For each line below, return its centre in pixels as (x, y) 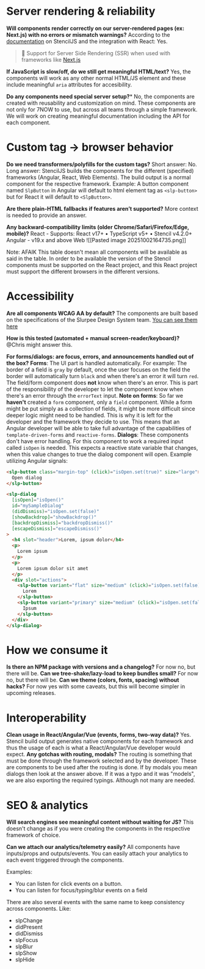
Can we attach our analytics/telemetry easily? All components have (93, 847)
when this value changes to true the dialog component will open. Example (99, 454)
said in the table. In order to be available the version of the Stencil (89, 258)
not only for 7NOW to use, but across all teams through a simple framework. (102, 109)
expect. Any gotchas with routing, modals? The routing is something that (99, 754)
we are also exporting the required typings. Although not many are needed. (101, 780)
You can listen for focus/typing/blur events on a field (81, 891)
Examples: (19, 872)
